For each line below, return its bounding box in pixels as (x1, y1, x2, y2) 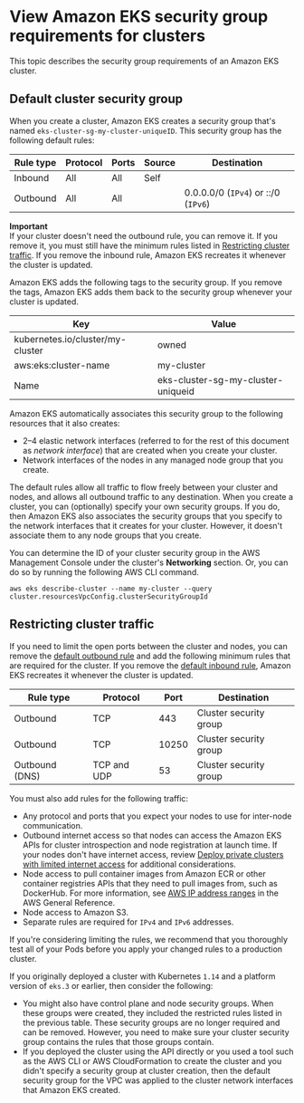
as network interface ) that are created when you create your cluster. (22, 445, 278, 456)
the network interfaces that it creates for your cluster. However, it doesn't (9, 520, 283, 531)
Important (9, 220, 48, 232)
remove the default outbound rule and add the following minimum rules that (9, 650, 291, 661)
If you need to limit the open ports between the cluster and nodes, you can (9, 640, 288, 651)
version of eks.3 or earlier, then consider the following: (9, 980, 214, 991)
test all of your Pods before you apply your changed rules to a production (9, 944, 283, 954)
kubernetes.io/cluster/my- (14, 332, 127, 345)
